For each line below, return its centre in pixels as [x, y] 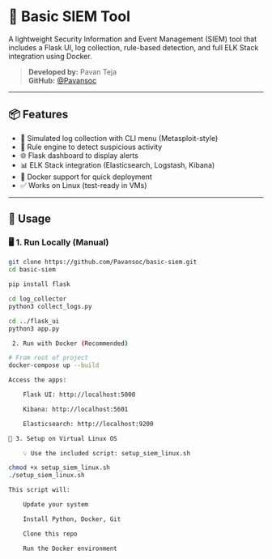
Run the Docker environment [70, 548]
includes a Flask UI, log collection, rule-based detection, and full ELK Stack [134, 47]
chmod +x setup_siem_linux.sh [59, 468]
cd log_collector [38, 299]
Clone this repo [51, 534]
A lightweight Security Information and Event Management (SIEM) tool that [133, 39]
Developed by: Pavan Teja [72, 71]
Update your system [56, 505]
